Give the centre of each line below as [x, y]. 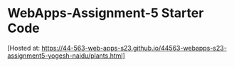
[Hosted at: [24, 48]
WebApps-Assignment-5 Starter [106, 13]
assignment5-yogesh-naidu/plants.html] [67, 56]
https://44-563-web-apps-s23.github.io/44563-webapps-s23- [134, 48]
